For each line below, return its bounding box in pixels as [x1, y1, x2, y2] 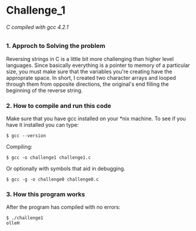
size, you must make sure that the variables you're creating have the [6, 68, 172, 75]
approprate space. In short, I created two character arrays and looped [6, 74, 176, 81]
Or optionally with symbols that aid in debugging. [6, 165, 126, 172]
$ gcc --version [6, 133, 46, 139]
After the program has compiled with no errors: [6, 204, 121, 211]
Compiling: [6, 143, 32, 150]
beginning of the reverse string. [6, 86, 83, 94]
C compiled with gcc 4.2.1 [6, 23, 69, 30]
